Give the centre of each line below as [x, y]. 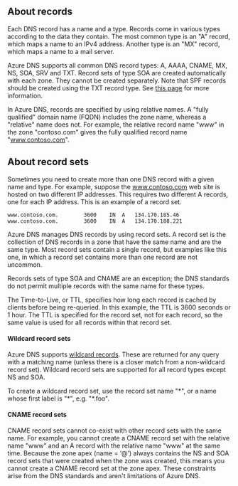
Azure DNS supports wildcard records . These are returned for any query [113, 354]
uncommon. [25, 264]
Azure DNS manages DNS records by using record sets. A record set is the [117, 234]
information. [25, 95]
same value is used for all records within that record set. [90, 322]
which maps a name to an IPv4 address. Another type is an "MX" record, [114, 44]
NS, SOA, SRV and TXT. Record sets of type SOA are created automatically [117, 73]
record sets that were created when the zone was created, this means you [116, 461]
